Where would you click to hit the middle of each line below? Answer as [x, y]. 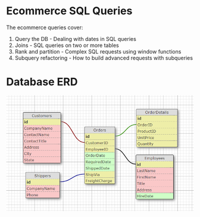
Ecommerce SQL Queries [69, 11]
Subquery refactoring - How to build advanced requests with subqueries [104, 58]
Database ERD [42, 82]
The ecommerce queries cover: [45, 27]
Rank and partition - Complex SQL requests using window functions [98, 51]
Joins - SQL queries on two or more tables [67, 45]
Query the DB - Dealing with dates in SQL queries [76, 39]
